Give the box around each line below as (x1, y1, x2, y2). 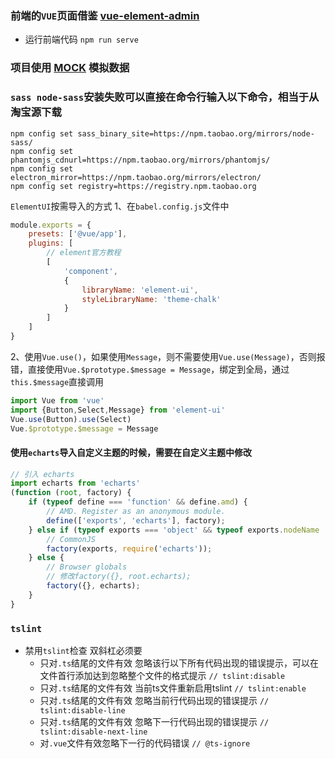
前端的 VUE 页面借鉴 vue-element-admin (10, 8, 200, 22)
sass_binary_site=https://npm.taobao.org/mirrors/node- (77, 128, 315, 139)
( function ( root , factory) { (10, 488, 132, 498)
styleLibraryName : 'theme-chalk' (81, 294, 222, 304)
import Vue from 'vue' (10, 395, 105, 406)
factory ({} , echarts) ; (46, 581, 141, 591)
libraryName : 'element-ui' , (81, 285, 199, 295)
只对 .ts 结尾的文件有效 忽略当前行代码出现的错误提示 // (39, 695, 270, 707)
